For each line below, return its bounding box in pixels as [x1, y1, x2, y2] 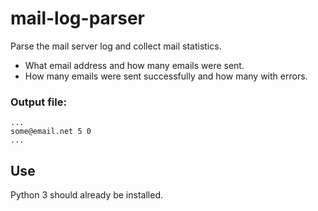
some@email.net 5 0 [10, 127, 92, 137]
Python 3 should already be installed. [10, 189, 163, 201]
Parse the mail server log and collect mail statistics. [10, 40, 222, 52]
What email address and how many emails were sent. [24, 59, 245, 71]
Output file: [10, 95, 67, 109]
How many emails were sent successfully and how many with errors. [24, 70, 308, 82]
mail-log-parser [10, 7, 145, 30]
